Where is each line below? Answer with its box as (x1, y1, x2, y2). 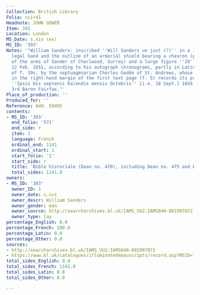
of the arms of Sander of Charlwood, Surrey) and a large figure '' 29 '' (11, 58, 196, 64)
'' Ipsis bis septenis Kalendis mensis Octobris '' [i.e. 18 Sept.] (11, 81, 180, 87)
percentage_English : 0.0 (6, 219, 68, 225)
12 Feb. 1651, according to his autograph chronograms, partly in (11, 64, 180, 70)
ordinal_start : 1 (11, 147, 55, 153)
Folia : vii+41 (6, 14, 42, 20)
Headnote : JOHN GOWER (6, 20, 60, 26)
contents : (6, 108, 31, 114)
